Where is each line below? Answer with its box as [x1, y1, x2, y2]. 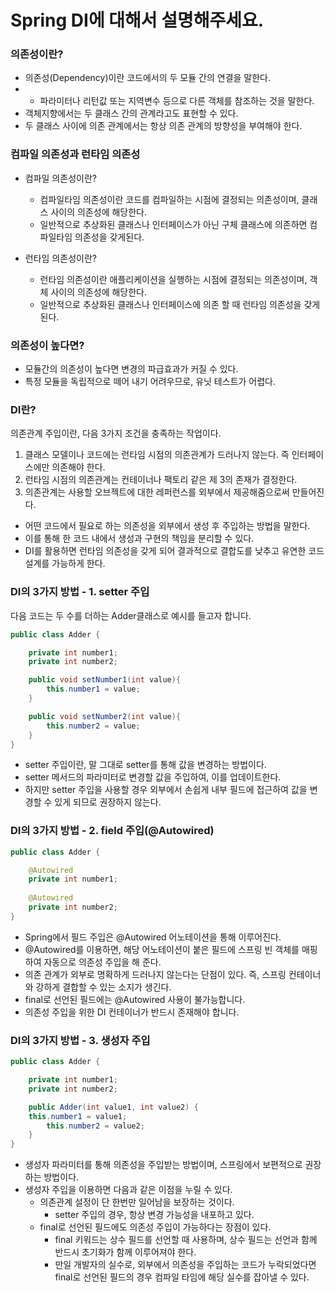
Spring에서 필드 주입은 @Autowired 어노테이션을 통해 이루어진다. [24, 931, 282, 943]
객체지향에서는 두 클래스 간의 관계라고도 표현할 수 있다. [24, 107, 239, 120]
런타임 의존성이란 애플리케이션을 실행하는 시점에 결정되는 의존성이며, [39, 273, 308, 285]
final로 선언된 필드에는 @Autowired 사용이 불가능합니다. [24, 993, 246, 1005]
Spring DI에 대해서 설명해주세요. [10, 9, 265, 32]
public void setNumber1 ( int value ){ [28, 675, 182, 685]
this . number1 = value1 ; [28, 1111, 128, 1121]
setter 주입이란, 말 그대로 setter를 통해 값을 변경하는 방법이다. [24, 759, 267, 771]
